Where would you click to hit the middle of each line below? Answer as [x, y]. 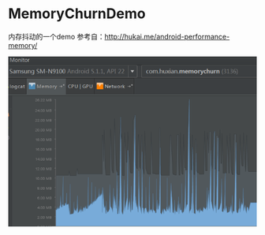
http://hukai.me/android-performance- [167, 36]
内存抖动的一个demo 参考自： [56, 36]
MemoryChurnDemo [77, 14]
